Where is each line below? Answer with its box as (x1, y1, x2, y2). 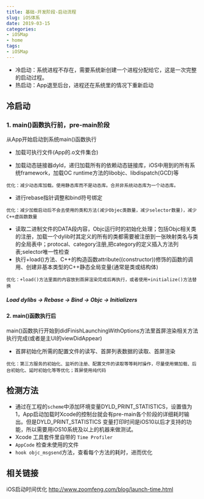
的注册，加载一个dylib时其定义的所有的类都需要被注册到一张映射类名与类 (15, 233, 199, 240)
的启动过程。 (15, 74, 47, 81)
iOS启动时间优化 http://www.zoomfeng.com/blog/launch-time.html (6, 486, 174, 493)
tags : (6, 43, 20, 49)
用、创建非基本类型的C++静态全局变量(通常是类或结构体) (15, 264, 158, 271)
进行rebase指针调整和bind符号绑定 (15, 194, 102, 201)
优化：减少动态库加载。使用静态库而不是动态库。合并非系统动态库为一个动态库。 (6, 182, 178, 189)
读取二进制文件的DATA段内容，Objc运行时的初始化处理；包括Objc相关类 (15, 225, 197, 232)
